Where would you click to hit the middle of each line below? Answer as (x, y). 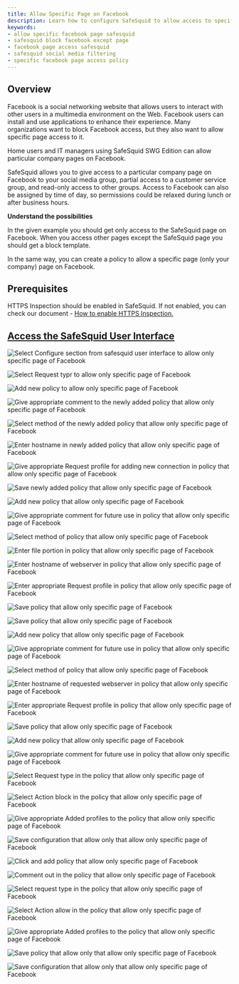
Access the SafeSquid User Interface (91, 336)
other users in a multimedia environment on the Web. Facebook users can (116, 114)
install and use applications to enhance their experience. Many (99, 121)
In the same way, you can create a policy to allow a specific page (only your (118, 259)
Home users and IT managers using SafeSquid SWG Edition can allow (110, 150)
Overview (30, 89)
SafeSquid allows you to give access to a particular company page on (110, 172)
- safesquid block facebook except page (68, 41)
